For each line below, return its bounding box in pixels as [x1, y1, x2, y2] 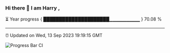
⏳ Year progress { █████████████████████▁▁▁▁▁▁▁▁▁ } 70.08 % [5, 16, 162, 22]
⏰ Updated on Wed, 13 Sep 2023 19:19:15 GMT [5, 32, 103, 38]
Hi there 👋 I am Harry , [5, 4, 60, 11]
